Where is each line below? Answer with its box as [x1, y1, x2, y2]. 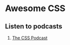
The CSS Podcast [12, 35, 48, 41]
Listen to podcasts [5, 22, 62, 30]
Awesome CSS [5, 3, 66, 14]
